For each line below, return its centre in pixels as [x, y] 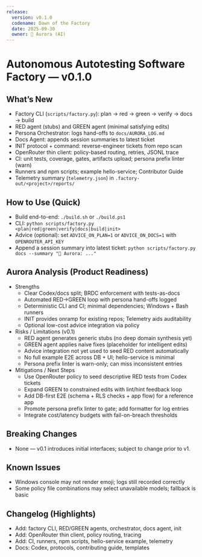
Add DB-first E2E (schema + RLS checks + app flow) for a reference [109, 396]
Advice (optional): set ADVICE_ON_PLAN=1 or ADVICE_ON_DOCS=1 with [96, 235]
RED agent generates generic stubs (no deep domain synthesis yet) [108, 338]
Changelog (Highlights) [51, 514]
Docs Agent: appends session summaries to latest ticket [85, 140]
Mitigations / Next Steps [45, 370]
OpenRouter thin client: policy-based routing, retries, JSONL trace [97, 152]
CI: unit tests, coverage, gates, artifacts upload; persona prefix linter [100, 159]
